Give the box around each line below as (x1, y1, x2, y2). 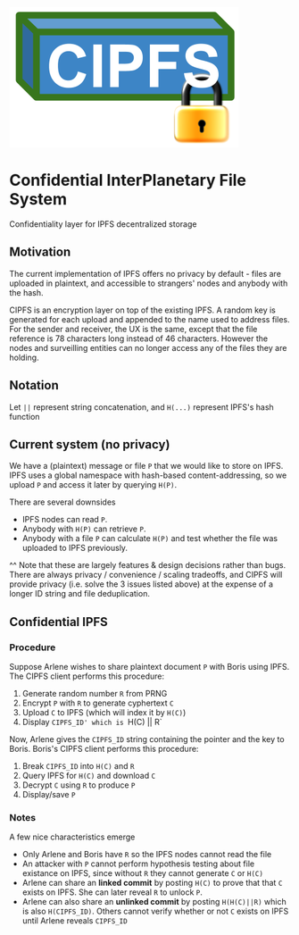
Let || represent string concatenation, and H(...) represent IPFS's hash (9, 401, 274, 413)
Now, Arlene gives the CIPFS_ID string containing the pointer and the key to (9, 734, 285, 745)
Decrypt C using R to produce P (21, 780, 136, 790)
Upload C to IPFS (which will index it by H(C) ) (21, 707, 187, 718)
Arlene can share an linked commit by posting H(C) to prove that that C (21, 878, 283, 889)
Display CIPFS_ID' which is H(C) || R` (21, 717, 162, 728)
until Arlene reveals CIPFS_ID (21, 915, 128, 926)
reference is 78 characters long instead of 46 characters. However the (9, 333, 269, 344)
